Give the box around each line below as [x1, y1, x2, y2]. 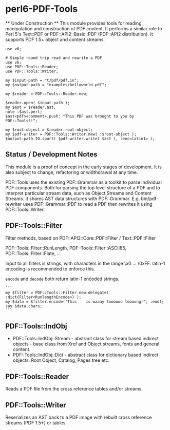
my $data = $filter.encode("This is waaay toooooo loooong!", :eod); [5, 299, 164, 304]
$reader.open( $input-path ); [5, 100, 70, 105]
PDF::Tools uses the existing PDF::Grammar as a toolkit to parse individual [5, 179, 162, 185]
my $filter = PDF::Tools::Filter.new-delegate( [5, 290, 109, 295]
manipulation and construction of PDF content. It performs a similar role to [5, 25, 163, 31]
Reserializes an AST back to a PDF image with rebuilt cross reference [5, 414, 152, 420]
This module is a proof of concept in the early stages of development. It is [5, 164, 162, 170]
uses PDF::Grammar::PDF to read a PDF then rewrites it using [23, 201, 153, 207]
